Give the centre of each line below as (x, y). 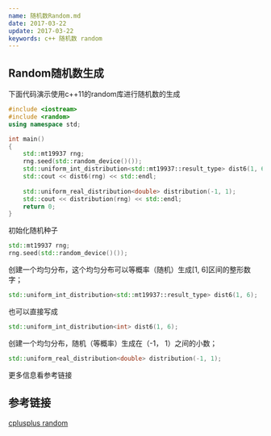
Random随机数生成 (56, 73)
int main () (27, 139)
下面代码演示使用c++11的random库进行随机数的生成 (94, 94)
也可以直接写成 (33, 311)
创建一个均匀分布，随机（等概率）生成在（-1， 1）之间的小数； (113, 343)
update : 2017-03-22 (41, 31)
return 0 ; (40, 207)
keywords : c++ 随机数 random (56, 38)
